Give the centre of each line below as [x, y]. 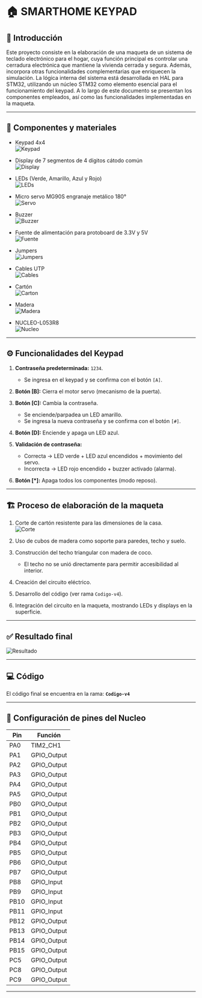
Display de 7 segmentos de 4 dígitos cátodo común [79, 160]
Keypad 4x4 [30, 142]
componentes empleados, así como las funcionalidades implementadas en [99, 97]
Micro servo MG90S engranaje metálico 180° [71, 196]
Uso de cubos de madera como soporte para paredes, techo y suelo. [100, 541]
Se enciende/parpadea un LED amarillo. [73, 415]
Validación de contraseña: [48, 444]
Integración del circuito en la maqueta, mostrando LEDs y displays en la [103, 606]
